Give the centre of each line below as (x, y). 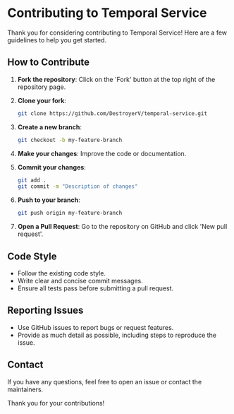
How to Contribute (49, 63)
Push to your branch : (49, 200)
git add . (32, 180)
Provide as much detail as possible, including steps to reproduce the (117, 335)
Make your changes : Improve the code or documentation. (102, 153)
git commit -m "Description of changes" (78, 187)
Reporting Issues (45, 310)
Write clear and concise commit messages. (80, 280)
